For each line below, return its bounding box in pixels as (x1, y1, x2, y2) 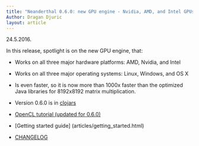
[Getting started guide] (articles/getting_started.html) (14, 122, 145, 129)
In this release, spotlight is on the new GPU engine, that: (6, 47, 143, 54)
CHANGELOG (14, 134, 49, 141)
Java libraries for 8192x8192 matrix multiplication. (14, 88, 136, 95)
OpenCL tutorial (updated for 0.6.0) (14, 111, 101, 118)
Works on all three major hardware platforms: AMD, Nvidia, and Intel (14, 59, 181, 66)
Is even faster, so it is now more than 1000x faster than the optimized (14, 82, 184, 89)
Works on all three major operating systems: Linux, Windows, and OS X (14, 70, 189, 77)
